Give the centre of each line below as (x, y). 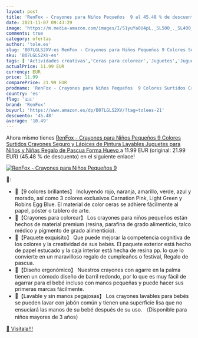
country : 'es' (24, 94)
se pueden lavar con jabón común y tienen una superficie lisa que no (98, 303)
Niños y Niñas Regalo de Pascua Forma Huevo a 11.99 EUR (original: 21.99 (96, 150)
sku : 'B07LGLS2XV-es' (33, 55)
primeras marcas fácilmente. (49, 289)
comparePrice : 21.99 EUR (37, 83)
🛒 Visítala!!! (20, 329)
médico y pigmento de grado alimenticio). (65, 231)
